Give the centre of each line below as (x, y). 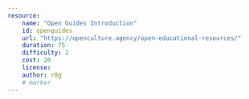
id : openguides (47, 30)
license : (37, 68)
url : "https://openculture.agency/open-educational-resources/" (132, 38)
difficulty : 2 (45, 53)
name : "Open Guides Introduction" (80, 23)
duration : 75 (44, 46)
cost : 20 (37, 61)
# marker (37, 82)
